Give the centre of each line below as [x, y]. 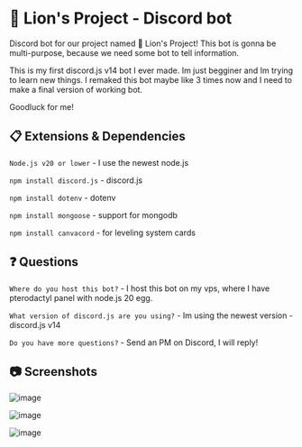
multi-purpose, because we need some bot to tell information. [124, 52]
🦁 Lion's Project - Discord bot [121, 18]
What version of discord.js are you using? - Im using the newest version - [151, 315]
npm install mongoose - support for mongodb [94, 214]
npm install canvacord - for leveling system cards [103, 233]
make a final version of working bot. [76, 89]
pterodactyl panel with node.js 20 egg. [81, 297]
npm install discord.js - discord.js [76, 180]
